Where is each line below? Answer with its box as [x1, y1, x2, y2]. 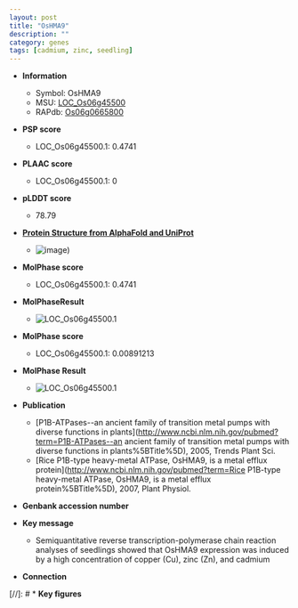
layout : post [9, 12, 58, 22]
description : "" [9, 29, 69, 38]
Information [21, 70, 68, 81]
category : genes [9, 37, 69, 47]
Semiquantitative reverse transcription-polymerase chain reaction [35, 535, 277, 546]
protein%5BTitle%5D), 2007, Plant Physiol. [35, 483, 191, 494]
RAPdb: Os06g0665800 [35, 107, 125, 118]
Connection [21, 572, 67, 582]
